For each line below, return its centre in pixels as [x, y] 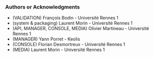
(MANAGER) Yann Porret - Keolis [46, 39]
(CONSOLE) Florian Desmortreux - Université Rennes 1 [69, 44]
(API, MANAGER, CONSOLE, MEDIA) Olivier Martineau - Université [80, 28]
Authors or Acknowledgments [42, 7]
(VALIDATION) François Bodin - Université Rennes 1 [65, 18]
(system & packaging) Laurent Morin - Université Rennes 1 [72, 23]
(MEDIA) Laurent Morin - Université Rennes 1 [58, 50]
